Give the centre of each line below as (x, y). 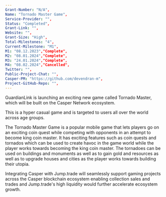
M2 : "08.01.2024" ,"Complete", (36, 56)
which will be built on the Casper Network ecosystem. (60, 102)
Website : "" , (19, 33)
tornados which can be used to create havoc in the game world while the (80, 143)
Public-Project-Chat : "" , (32, 74)
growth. (13, 189)
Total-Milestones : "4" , (30, 42)
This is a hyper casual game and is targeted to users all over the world (77, 112)
